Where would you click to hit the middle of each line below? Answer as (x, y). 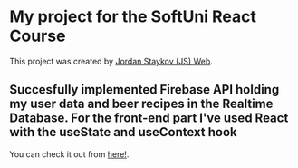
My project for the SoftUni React (133, 17)
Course (38, 36)
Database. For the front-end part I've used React (149, 119)
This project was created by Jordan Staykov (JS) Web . (111, 61)
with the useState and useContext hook (123, 132)
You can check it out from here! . (69, 154)
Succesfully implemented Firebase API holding (144, 89)
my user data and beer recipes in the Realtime (141, 104)
